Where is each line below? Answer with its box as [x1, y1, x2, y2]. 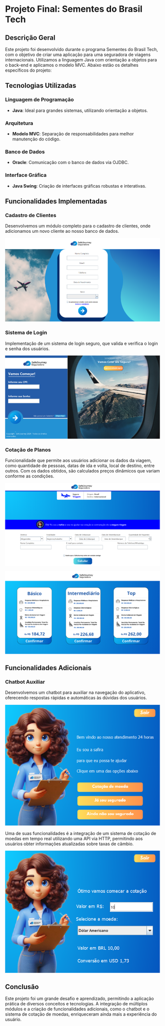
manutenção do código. [12, 136, 60, 142]
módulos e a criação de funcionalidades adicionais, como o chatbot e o [5, 1006, 150, 1012]
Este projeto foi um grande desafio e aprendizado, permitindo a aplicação [5, 996, 154, 1001]
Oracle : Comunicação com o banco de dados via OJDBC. [12, 160, 129, 166]
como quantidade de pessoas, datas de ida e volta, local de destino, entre [5, 463, 155, 469]
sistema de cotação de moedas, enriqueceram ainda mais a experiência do [5, 1011, 157, 1017]
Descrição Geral [5, 33, 55, 42]
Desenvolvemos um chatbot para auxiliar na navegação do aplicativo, [5, 690, 146, 695]
